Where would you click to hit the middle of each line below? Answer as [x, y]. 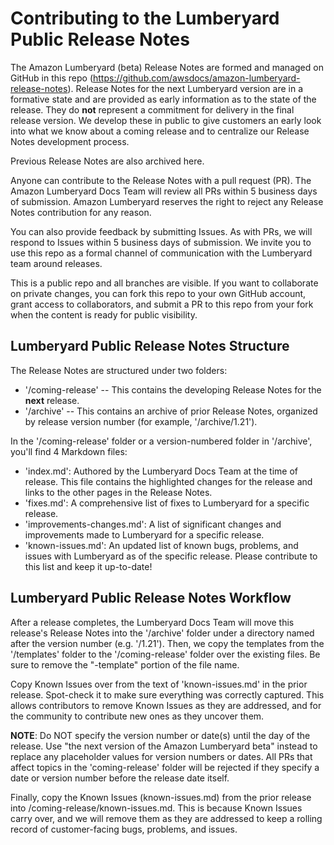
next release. [52, 400]
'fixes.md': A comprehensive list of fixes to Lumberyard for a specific [167, 503]
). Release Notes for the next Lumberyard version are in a [185, 88]
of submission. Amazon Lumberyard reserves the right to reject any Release [167, 201]
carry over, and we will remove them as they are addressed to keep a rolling [166, 818]
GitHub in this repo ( [51, 78]
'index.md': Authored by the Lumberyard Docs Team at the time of [161, 471]
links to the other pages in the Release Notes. [118, 492]
